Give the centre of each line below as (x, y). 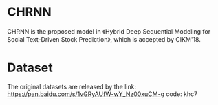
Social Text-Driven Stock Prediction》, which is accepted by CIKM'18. (104, 39)
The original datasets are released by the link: (72, 86)
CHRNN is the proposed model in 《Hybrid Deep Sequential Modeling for (109, 31)
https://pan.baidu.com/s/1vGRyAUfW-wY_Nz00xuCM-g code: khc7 (102, 94)
